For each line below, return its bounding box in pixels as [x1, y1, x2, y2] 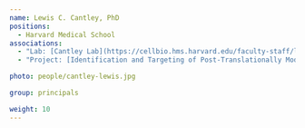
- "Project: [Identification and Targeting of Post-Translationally [17, 55, 282, 64]
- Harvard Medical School [17, 30, 116, 39]
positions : [9, 22, 51, 31]
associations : [9, 38, 64, 48]
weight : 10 [9, 104, 51, 113]
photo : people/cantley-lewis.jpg [9, 72, 136, 82]
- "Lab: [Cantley [17, 47, 84, 56]
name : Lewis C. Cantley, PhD [9, 13, 120, 23]
